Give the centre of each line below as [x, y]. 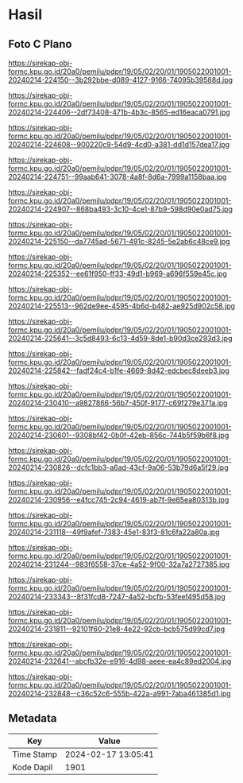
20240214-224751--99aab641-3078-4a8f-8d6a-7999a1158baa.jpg [118, 177]
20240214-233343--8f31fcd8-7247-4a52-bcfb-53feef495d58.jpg [117, 597]
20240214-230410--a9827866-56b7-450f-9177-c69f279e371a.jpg [118, 403]
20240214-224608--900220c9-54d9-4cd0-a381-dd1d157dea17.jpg [119, 144]
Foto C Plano [40, 44]
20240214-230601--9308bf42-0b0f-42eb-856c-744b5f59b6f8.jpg [119, 435]
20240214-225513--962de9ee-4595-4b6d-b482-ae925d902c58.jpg [122, 306]
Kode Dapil [33, 767]
